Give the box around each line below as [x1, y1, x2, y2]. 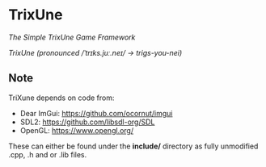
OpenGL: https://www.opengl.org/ [19, 125, 134, 135]
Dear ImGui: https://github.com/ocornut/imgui [19, 108, 173, 118]
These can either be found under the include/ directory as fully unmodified [8, 141, 259, 151]
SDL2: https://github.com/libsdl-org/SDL [19, 117, 155, 127]
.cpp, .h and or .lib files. [8, 149, 87, 159]
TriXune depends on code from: [8, 93, 115, 102]
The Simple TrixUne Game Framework [8, 32, 136, 42]
